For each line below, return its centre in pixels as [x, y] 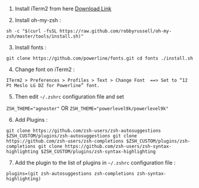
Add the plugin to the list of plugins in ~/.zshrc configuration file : [95, 163]
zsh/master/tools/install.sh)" [45, 36]
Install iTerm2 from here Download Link [63, 9]
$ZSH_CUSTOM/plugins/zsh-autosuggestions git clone [71, 136]
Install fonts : [30, 47]
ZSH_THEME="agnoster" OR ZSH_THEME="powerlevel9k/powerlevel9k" [87, 108]
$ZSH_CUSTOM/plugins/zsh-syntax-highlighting [98, 152]
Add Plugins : [31, 120]
